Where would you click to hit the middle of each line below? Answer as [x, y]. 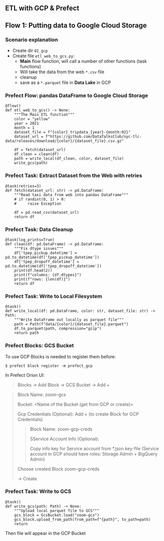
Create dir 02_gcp [30, 51]
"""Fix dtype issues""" [39, 248]
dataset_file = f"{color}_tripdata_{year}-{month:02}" [72, 132]
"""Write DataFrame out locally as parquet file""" [69, 320]
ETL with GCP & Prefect [42, 8]
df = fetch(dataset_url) [40, 150]
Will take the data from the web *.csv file [62, 72]
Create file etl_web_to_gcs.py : [43, 56]
